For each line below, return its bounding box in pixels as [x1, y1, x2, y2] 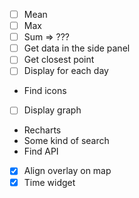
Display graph [23, 104, 82, 116]
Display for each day [23, 65, 109, 77]
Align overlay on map [23, 165, 112, 177]
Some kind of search [23, 135, 110, 147]
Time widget [23, 176, 76, 188]
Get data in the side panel [23, 42, 131, 54]
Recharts [23, 124, 62, 136]
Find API [23, 145, 59, 158]
